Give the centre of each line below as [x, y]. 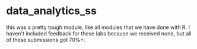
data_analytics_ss [51, 11]
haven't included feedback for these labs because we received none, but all [99, 33]
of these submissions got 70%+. [46, 40]
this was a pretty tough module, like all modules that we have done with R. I [98, 27]
